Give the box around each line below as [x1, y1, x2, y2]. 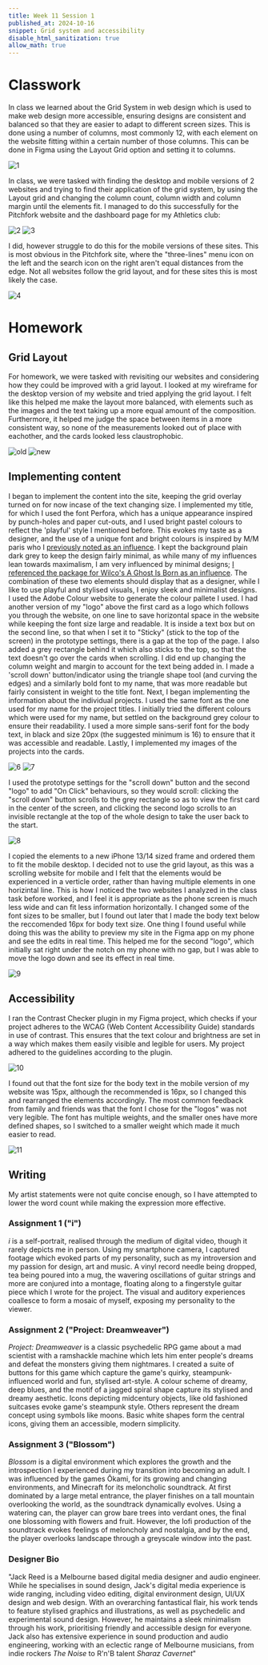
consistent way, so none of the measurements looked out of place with [8, 423, 242, 432]
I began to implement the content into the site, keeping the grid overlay [8, 491, 242, 501]
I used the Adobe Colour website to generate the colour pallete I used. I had [8, 593, 258, 603]
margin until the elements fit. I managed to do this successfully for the [8, 202, 239, 211]
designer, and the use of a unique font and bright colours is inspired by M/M [8, 533, 259, 543]
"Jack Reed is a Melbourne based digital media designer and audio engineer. [8, 1571, 261, 1582]
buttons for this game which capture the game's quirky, [8, 1368, 191, 1377]
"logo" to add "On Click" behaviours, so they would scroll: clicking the [8, 786, 239, 795]
